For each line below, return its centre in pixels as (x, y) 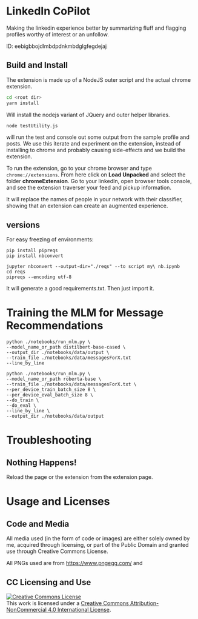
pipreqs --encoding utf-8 (39, 277)
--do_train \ (23, 400)
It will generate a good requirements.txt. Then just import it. (80, 289)
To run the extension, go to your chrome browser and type (79, 169)
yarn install (23, 103)
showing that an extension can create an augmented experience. (87, 206)
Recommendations (55, 326)
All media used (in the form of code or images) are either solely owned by (98, 538)
